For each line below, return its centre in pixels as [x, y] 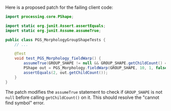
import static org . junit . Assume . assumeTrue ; [53, 31]
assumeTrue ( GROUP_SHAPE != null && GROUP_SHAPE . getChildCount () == [96, 63]
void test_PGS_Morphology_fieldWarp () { [58, 59]
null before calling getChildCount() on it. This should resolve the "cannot [82, 97]
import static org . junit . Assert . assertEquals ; [55, 26]
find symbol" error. [25, 103]
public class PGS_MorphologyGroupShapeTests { [55, 40]
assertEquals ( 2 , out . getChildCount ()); [66, 73]
